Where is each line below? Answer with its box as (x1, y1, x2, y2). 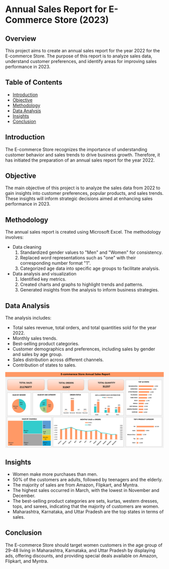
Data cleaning (12, 244, 42, 250)
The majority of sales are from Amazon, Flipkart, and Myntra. (12, 482, 139, 488)
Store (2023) (54, 14, 109, 26)
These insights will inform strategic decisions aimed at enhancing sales (5, 195, 153, 202)
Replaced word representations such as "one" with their (20, 255, 136, 261)
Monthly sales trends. (12, 335, 58, 341)
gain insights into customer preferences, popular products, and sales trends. (5, 190, 164, 196)
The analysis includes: (5, 315, 52, 321)
